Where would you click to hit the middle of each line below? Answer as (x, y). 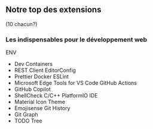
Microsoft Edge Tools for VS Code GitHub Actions (75, 83)
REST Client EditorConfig (45, 70)
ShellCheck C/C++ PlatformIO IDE (56, 96)
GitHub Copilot (33, 89)
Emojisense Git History (42, 108)
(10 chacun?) (22, 24)
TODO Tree (28, 121)
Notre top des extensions (53, 10)
